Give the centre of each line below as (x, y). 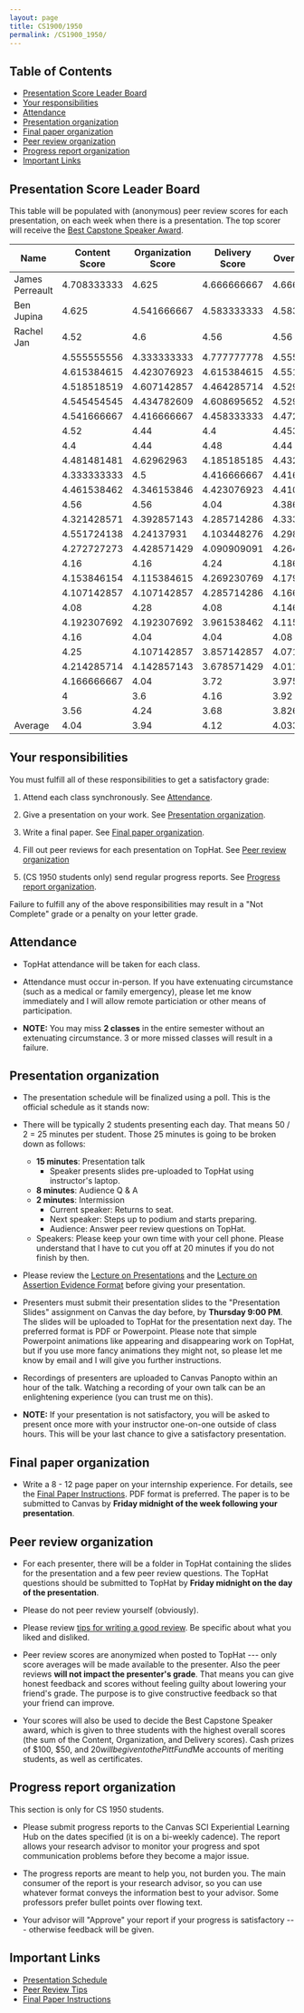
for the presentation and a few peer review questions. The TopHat (145, 1573)
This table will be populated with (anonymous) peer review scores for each (149, 211)
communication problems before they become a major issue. (136, 1855)
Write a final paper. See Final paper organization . (114, 832)
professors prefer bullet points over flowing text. (113, 1902)
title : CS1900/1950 (46, 26)
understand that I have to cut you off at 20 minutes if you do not (155, 1248)
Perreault (33, 290)
